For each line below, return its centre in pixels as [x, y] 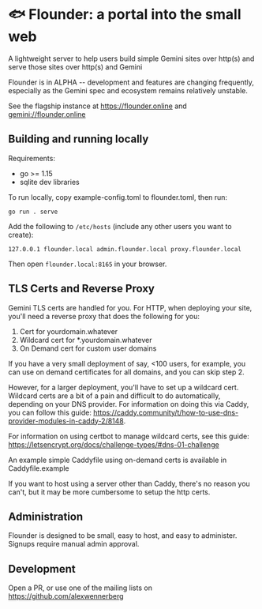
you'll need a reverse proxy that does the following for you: [104, 316]
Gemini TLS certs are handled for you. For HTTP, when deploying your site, [130, 307]
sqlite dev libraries [50, 182]
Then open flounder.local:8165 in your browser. [88, 264]
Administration [46, 516]
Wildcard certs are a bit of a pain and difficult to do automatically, [114, 396]
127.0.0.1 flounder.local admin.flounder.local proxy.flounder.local [125, 249]
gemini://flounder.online [47, 114]
